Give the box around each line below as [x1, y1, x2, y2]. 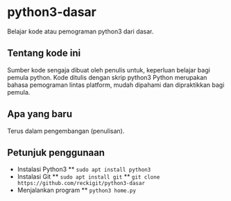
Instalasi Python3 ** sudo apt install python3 [17, 165, 151, 174]
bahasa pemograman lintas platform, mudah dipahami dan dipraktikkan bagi [7, 81, 225, 89]
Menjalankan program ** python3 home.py [17, 186, 137, 195]
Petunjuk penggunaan [7, 147, 105, 159]
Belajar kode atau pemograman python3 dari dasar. [7, 27, 154, 35]
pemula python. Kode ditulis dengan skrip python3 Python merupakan [7, 73, 207, 81]
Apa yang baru [7, 108, 73, 120]
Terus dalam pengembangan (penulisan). [7, 127, 125, 135]
